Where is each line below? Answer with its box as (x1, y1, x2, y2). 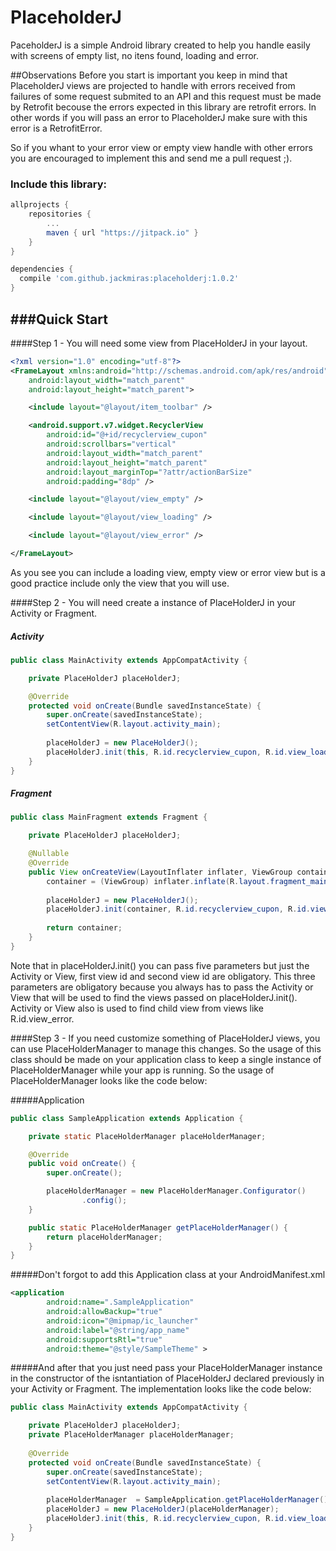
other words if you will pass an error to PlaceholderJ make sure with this (10, 111, 308, 123)
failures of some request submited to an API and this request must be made (10, 90, 322, 102)
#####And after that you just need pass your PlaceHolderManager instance (10, 1362, 323, 1374)
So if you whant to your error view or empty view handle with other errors (10, 141, 313, 153)
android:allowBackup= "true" (46, 1307, 163, 1317)
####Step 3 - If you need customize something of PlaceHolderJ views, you (10, 1032, 321, 1044)
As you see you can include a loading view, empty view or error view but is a (10, 566, 326, 578)
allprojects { (10, 200, 70, 210)
